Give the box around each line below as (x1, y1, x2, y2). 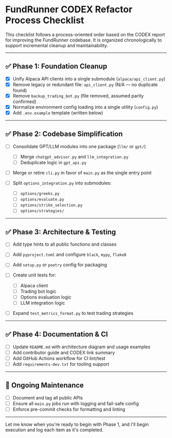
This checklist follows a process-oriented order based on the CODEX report (5, 31, 165, 37)
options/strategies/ (20, 209, 64, 214)
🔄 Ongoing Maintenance (5, 381, 84, 390)
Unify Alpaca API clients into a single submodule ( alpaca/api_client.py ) (12, 75, 165, 82)
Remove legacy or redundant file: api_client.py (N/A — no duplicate (12, 81, 158, 88)
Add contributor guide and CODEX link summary (12, 349, 115, 355)
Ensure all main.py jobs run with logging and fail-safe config (12, 400, 139, 406)
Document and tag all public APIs (12, 394, 83, 401)
